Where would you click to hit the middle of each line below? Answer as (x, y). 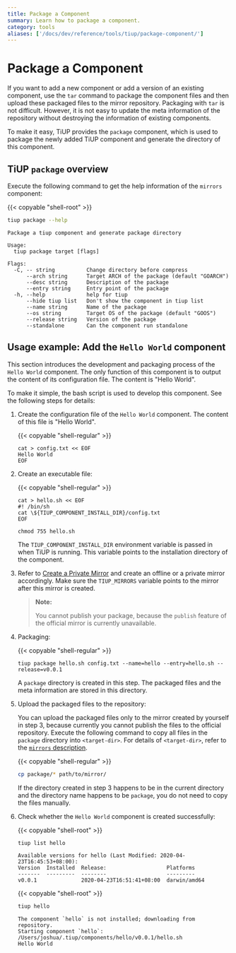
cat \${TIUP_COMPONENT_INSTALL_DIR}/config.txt (89, 513)
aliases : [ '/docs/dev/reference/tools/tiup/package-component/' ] (105, 34)
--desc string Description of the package (98, 282)
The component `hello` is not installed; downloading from (106, 919)
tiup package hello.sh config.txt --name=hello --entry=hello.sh (116, 663)
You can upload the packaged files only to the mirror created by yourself (123, 717)
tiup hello (34, 906)
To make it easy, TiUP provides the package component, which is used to (113, 132)
